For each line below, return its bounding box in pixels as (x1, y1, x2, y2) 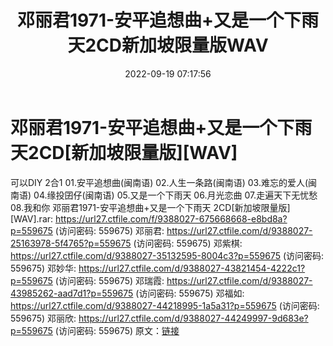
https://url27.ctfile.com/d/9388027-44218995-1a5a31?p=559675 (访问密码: (10, 299, 320, 311)
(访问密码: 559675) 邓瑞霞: (54, 274, 165, 286)
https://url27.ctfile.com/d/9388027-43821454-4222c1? (78, 262, 306, 274)
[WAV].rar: (10, 212, 54, 225)
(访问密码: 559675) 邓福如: (135, 287, 245, 299)
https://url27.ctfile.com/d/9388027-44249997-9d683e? (78, 312, 309, 324)
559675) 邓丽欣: (10, 312, 77, 324)
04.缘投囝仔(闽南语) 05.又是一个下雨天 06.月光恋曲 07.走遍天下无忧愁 (33, 189, 318, 201)
